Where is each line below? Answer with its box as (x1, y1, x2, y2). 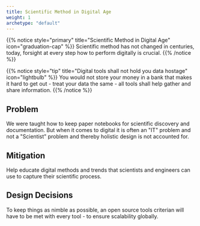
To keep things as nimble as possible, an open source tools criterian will (6, 206, 184, 213)
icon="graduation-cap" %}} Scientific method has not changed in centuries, (6, 43, 195, 50)
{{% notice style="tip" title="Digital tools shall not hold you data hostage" (6, 67, 188, 75)
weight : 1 (6, 14, 31, 20)
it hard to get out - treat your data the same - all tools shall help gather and (6, 80, 191, 87)
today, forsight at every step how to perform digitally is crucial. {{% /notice (6, 49, 191, 57)
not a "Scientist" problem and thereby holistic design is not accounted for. (6, 133, 189, 140)
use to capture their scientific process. (6, 173, 102, 180)
